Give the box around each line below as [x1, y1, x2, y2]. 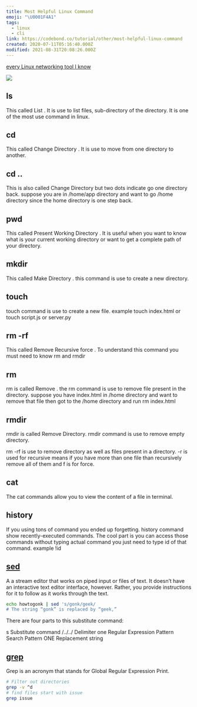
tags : [6, 19, 19, 25]
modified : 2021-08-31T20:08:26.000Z [6, 47, 96, 53]
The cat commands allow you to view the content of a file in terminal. [6, 493, 173, 500]
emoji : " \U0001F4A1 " [6, 14, 57, 20]
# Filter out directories [6, 679, 69, 685]
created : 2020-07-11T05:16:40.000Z [6, 42, 94, 48]
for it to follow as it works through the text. [6, 589, 109, 597]
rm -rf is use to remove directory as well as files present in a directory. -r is [6, 448, 188, 455]
